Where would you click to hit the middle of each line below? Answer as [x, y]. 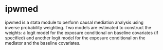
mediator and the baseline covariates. [43, 43]
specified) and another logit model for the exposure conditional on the [75, 38]
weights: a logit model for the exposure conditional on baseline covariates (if [82, 33]
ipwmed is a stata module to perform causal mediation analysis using [74, 22]
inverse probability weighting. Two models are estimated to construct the [78, 27]
